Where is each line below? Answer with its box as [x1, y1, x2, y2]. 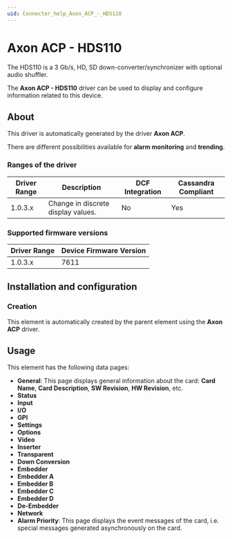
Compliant [178, 186, 214, 196]
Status [17, 391, 37, 400]
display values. [48, 207, 97, 217]
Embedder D [17, 495, 54, 503]
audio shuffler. [7, 70, 48, 78]
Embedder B [17, 479, 54, 488]
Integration [124, 186, 162, 196]
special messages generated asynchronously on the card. [17, 524, 182, 532]
